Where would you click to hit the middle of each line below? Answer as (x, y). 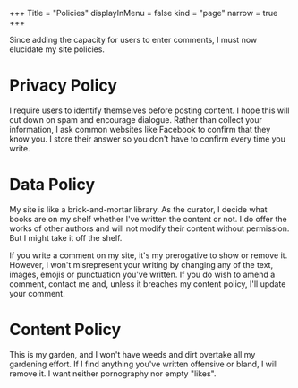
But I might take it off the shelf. (66, 237)
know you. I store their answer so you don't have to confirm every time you (148, 139)
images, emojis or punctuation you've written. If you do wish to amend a (142, 274)
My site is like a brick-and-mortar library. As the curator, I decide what (138, 209)
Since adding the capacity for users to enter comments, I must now (133, 40)
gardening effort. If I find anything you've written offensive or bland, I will (144, 364)
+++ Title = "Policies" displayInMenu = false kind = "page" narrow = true (144, 13)
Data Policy (52, 185)
